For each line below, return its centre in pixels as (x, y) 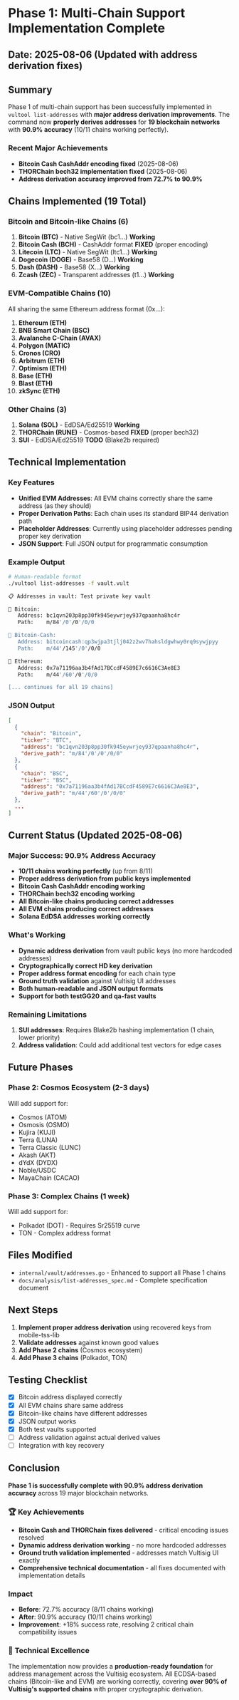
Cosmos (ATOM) (43, 1117)
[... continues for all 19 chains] (61, 688)
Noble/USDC (37, 1170)
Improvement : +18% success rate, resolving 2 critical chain (106, 1624)
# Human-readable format (45, 576)
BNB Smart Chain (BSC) (54, 330)
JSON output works (47, 1421)
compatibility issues (48, 1632)
